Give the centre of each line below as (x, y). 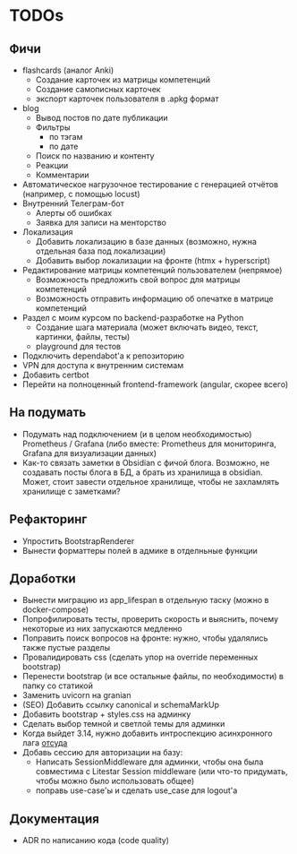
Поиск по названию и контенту (95, 156)
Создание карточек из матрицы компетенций (123, 80)
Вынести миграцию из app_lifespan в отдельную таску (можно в (145, 600)
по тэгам (66, 137)
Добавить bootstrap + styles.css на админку (106, 714)
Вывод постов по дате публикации (102, 118)
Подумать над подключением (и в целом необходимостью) (137, 434)
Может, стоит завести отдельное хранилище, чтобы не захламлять (151, 481)
